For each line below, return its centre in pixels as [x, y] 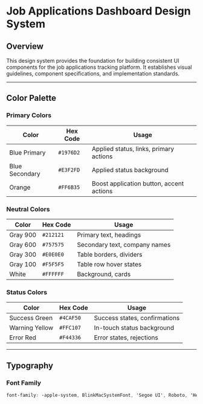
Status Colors [27, 292]
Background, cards [104, 274]
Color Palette [31, 98]
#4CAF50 [70, 318]
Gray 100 [23, 264]
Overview [25, 46]
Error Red [23, 338]
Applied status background [130, 170]
